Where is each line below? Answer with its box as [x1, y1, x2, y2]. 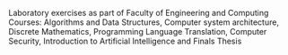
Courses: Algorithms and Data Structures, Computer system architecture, [8, 17, 280, 27]
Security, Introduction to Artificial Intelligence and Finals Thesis [8, 35, 242, 46]
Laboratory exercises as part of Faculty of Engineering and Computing [8, 8, 269, 18]
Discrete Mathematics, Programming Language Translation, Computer [8, 27, 267, 36]
